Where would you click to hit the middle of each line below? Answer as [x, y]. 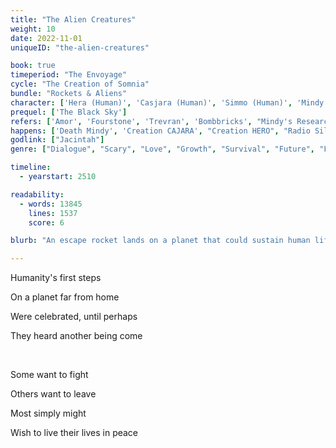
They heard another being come [76, 336]
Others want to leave [53, 394]
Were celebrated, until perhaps [74, 317]
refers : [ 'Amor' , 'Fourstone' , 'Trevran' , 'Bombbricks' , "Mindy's [151, 121]
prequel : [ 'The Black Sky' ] [69, 112]
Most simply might [48, 413]
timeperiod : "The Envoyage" [69, 75]
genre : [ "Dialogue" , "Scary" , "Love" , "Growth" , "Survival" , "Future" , [163, 149]
